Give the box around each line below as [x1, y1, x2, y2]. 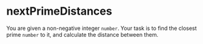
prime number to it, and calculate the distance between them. [6, 31, 159, 38]
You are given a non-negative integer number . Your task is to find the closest [6, 24, 197, 32]
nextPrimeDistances [6, 4, 113, 18]
